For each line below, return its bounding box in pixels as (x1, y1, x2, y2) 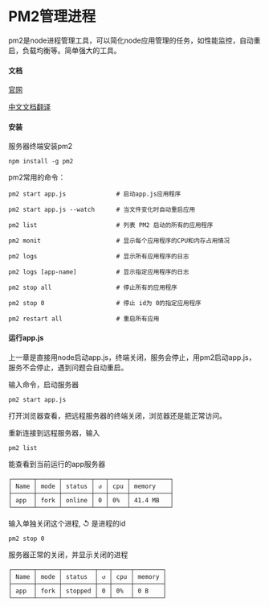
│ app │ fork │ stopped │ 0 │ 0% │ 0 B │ (8, 587, 167, 595)
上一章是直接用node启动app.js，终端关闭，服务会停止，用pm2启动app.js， (8, 352, 256, 362)
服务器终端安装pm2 (8, 142, 73, 151)
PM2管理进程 (8, 7, 96, 26)
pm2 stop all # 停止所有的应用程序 (8, 283, 178, 292)
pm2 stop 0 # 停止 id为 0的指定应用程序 (8, 299, 202, 308)
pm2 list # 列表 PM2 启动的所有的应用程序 (8, 221, 214, 229)
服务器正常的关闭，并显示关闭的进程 (8, 549, 128, 560)
